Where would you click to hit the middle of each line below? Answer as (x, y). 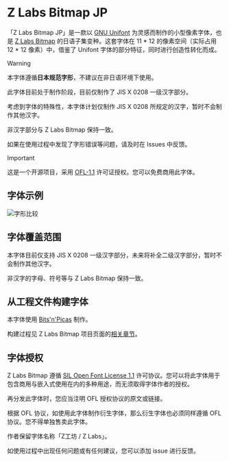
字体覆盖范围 (34, 237)
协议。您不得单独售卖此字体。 (49, 422)
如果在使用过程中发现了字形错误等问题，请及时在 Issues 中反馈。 (99, 144)
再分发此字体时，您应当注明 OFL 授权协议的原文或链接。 (87, 399)
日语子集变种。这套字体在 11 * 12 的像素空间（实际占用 (140, 41)
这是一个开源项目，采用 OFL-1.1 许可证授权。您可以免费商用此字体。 (103, 172)
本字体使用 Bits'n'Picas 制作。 (49, 319)
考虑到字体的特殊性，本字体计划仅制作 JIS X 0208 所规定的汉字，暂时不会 (111, 106)
